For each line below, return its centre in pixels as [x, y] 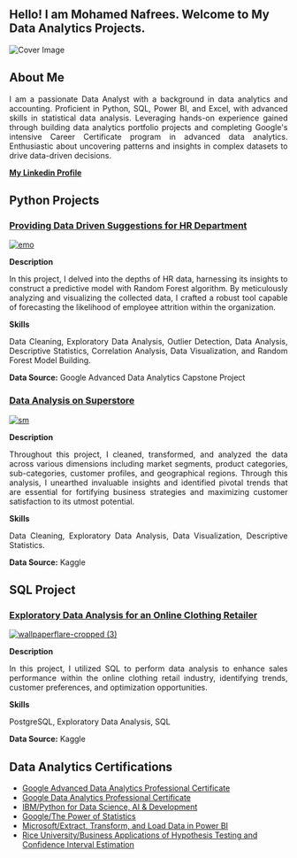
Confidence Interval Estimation [78, 845]
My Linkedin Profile [46, 173]
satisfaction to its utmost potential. [72, 501]
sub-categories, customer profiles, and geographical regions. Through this [148, 473]
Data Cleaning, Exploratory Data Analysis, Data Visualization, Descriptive [148, 536]
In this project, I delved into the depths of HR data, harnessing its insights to [148, 279]
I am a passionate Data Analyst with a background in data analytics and [148, 99]
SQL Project [42, 590]
